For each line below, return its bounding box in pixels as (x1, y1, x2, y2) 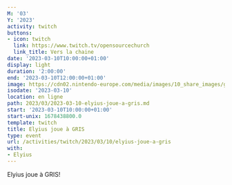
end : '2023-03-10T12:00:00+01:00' (7, 74, 107, 81)
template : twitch (7, 119, 57, 126)
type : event (7, 132, 41, 139)
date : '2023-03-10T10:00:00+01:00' (7, 55, 110, 62)
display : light (7, 61, 51, 68)
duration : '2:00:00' (7, 68, 67, 75)
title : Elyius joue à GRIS (7, 126, 85, 133)
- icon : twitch (7, 36, 51, 43)
